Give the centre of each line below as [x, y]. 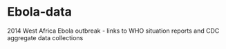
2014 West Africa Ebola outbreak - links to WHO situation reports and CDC [113, 31]
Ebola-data [40, 12]
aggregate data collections [45, 37]
